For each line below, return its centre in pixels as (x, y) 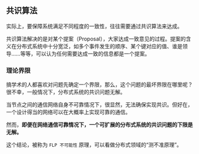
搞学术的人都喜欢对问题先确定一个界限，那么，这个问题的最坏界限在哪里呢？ (99, 84)
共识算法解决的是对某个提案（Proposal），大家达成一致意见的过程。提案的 (96, 39)
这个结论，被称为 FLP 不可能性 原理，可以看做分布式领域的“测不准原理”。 (94, 145)
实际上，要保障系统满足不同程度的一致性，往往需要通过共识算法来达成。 (94, 26)
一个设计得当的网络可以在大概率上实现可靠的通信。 (68, 112)
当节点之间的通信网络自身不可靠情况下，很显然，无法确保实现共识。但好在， (99, 105)
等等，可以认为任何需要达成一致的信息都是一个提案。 (85, 54)
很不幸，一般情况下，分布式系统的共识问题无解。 (66, 92)
